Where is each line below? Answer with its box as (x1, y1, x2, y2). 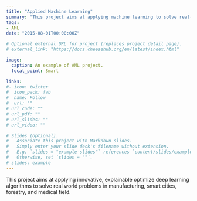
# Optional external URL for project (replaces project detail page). (6, 41, 182, 47)
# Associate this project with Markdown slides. (6, 138, 133, 144)
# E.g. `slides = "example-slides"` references (6, 149, 130, 155)
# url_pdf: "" (6, 111, 41, 117)
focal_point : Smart (11, 68, 59, 74)
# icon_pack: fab (6, 89, 51, 96)
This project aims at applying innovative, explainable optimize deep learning (6, 176, 189, 183)
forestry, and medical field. (6, 188, 72, 195)
